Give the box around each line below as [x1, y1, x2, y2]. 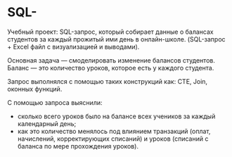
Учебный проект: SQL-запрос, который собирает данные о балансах [7, 27, 214, 36]
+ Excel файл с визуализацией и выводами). [7, 42, 140, 51]
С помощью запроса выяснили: [7, 98, 103, 106]
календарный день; [17, 119, 77, 127]
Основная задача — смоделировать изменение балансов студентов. [7, 56, 216, 64]
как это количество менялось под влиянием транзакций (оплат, [17, 127, 211, 135]
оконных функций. [7, 84, 63, 93]
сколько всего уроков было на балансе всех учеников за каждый [17, 112, 216, 120]
